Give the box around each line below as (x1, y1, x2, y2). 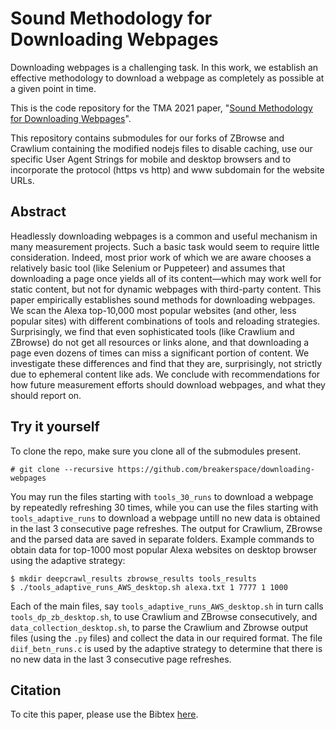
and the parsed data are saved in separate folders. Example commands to (10, 533, 315, 545)
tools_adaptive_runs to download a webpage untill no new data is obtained (10, 512, 321, 524)
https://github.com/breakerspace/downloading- (117, 464, 315, 474)
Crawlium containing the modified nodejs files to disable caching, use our (10, 142, 313, 154)
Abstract (10, 203, 67, 221)
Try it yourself (10, 418, 100, 436)
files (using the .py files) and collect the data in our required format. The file (10, 632, 323, 644)
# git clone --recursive (10, 464, 114, 474)
